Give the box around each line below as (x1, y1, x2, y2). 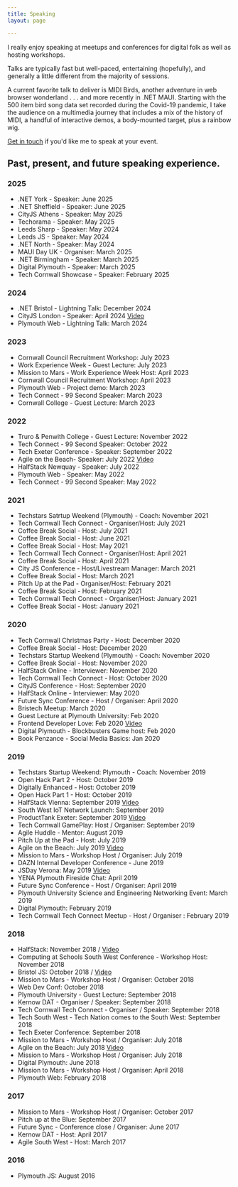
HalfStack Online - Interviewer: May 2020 (17, 688, 140, 697)
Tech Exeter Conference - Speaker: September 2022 (17, 448, 173, 456)
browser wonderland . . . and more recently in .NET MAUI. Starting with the (7, 93, 227, 102)
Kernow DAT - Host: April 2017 (17, 1130, 107, 1139)
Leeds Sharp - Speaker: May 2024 (17, 225, 119, 234)
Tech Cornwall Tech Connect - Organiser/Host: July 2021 (17, 519, 186, 528)
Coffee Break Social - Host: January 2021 (17, 602, 140, 611)
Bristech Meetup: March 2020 (17, 704, 106, 712)
